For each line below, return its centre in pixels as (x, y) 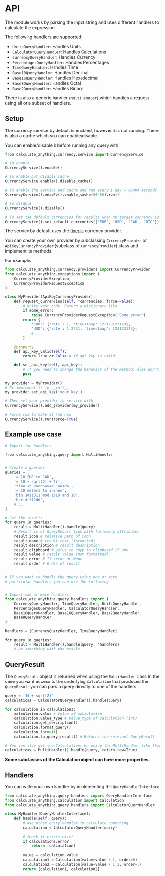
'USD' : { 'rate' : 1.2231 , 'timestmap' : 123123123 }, (84, 329)
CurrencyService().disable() (35, 208)
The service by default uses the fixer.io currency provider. (64, 231)
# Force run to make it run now (38, 415)
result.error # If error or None (48, 559)
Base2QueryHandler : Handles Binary (48, 88)
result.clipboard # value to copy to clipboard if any (71, 550)
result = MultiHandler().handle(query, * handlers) (67, 645)
